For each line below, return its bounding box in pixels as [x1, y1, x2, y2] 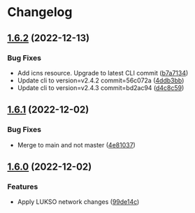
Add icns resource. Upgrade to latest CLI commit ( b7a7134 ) [17, 68, 189, 77]
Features [7, 182, 38, 191]
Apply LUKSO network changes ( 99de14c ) [17, 198, 140, 206]
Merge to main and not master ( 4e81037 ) [17, 140, 136, 149]
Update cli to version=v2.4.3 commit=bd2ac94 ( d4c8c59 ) [17, 83, 185, 91]
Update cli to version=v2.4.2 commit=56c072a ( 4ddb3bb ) [17, 76, 185, 85]
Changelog [7, 4, 73, 20]
